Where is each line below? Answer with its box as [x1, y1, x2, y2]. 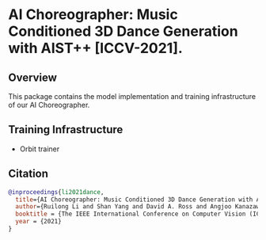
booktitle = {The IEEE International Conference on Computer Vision [15, 210, 246, 219]
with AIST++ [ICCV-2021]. [8, 40, 184, 57]
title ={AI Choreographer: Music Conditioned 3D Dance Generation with [15, 196, 253, 204]
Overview [8, 70, 58, 84]
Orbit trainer [19, 144, 60, 154]
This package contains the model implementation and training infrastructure [8, 92, 256, 101]
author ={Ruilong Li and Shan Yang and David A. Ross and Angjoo [15, 203, 232, 211]
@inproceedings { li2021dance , [8, 188, 104, 196]
